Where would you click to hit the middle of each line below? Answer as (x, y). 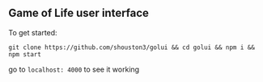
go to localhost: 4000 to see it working (74, 69)
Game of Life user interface (79, 13)
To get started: (33, 32)
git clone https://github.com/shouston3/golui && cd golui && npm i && (131, 47)
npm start (25, 54)
